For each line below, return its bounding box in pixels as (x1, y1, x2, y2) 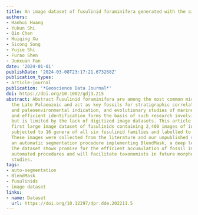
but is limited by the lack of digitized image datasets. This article (11, 118, 192, 124)
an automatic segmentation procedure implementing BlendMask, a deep (11, 140, 186, 146)
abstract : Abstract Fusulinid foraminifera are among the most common (6, 96, 183, 102)
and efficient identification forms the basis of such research (11, 113, 173, 118)
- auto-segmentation (6, 167, 57, 174)
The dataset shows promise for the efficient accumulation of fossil (11, 145, 186, 151)
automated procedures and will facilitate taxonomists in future (11, 151, 176, 157)
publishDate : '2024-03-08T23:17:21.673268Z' (6, 69, 117, 75)
